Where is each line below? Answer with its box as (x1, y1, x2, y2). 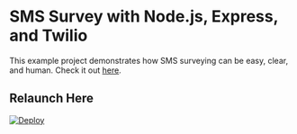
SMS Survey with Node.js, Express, (9, 6, 279, 27)
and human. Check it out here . (9, 65, 121, 76)
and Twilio (9, 25, 88, 46)
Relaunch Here (9, 91, 94, 106)
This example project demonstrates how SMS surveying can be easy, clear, (9, 55, 289, 66)
